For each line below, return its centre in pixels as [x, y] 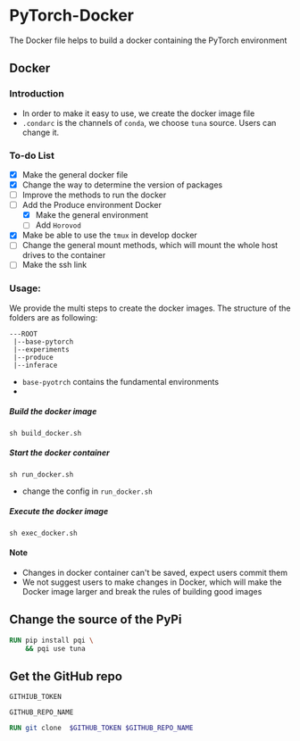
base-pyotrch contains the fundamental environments [121, 381]
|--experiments [41, 349]
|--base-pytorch [43, 341]
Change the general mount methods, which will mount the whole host [150, 246]
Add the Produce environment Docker [92, 205]
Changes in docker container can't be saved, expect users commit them [155, 572]
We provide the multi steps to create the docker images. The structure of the [150, 308]
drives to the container [64, 255]
